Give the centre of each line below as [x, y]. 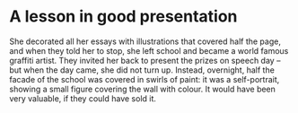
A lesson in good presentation [123, 17]
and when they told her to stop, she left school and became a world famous [149, 50]
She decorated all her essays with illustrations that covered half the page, [145, 41]
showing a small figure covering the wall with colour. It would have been [143, 89]
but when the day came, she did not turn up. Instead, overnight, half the [142, 70]
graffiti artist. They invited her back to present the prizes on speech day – [145, 60]
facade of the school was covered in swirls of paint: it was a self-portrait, [145, 79]
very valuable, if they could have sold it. [83, 98]
